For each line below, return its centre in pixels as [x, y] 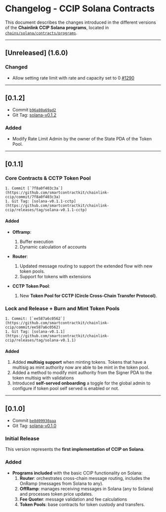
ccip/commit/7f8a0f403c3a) [33, 197]
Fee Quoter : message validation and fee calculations [73, 499]
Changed [17, 67]
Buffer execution [37, 241]
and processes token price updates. [56, 494]
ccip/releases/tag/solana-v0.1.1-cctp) [46, 210]
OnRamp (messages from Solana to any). [62, 483]
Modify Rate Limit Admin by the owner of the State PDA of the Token [82, 138]
